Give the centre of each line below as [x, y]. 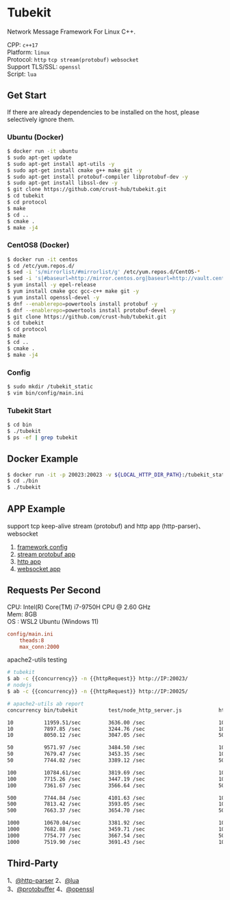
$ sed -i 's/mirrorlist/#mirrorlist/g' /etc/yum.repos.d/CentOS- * [104, 272]
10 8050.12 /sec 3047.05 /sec [76, 735]
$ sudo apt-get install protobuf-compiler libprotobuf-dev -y [98, 177]
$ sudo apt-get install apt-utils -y [61, 164]
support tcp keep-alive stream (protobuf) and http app [84, 526]
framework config [42, 547]
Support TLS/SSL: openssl [44, 66]
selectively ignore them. [41, 119]
